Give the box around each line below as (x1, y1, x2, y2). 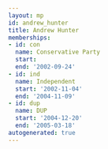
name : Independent (15, 77, 76, 85)
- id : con (8, 41, 41, 49)
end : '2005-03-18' (15, 121, 76, 129)
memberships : (8, 33, 51, 42)
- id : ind (8, 70, 41, 78)
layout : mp (8, 11, 44, 20)
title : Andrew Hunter (8, 26, 80, 34)
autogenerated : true (8, 129, 76, 136)
